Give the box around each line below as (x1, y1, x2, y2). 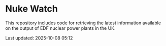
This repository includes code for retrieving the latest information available (5, 20, 161, 26)
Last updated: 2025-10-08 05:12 (5, 35, 73, 41)
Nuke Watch (5, 3, 58, 15)
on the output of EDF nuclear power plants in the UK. (5, 25, 116, 31)
